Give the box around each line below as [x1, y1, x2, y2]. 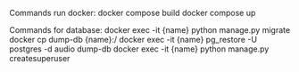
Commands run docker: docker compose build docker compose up [9, 8, 256, 18]
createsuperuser [9, 53, 71, 63]
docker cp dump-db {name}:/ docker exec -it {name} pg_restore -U [9, 35, 257, 44]
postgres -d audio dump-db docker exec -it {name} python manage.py [9, 44, 270, 54]
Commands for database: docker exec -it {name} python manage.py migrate [9, 25, 291, 35]
